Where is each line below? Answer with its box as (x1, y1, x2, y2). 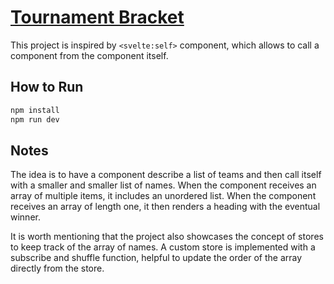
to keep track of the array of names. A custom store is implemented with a (10, 241, 316, 253)
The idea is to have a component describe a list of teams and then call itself (10, 169, 322, 181)
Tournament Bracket (10, 6, 185, 29)
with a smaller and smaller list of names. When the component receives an (10, 179, 317, 191)
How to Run (10, 79, 84, 96)
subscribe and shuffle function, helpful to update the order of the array (10, 252, 303, 264)
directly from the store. (10, 262, 105, 275)
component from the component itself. (10, 49, 169, 61)
